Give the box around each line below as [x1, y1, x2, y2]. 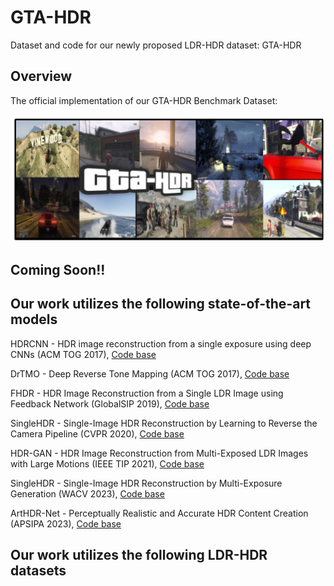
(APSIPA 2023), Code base [10, 517, 122, 530]
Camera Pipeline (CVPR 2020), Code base [10, 427, 185, 440]
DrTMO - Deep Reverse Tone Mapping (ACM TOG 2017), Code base [10, 367, 290, 380]
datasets [10, 562, 67, 579]
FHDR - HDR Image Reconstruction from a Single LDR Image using [10, 387, 284, 399]
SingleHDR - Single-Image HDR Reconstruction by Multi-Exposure [10, 477, 283, 489]
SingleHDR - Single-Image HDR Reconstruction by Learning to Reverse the [10, 417, 318, 429]
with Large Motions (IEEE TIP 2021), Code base [10, 457, 205, 470]
